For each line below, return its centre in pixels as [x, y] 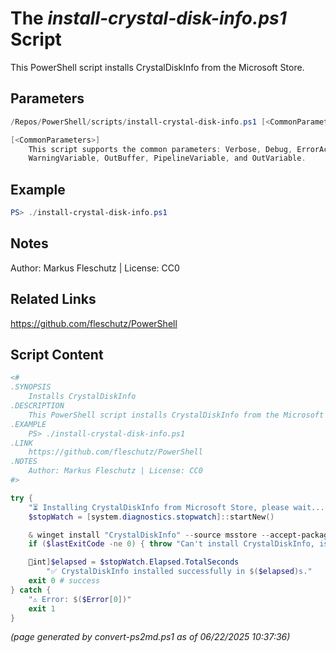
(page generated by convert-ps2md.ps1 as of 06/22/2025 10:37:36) [150, 637]
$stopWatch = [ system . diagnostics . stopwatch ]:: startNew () [151, 517]
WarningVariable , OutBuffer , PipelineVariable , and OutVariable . [167, 158]
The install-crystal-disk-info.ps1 [148, 18]
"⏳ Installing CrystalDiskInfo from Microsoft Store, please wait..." [179, 507]
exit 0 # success [64, 581]
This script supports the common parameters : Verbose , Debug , [160, 149]
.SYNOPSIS [31, 387]
